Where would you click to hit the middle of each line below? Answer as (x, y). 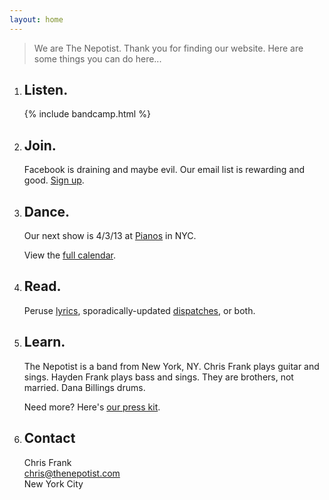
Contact (49, 438)
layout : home (36, 19)
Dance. (47, 211)
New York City (53, 483)
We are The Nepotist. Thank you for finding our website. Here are (168, 48)
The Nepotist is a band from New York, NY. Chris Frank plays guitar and (171, 366)
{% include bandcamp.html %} (87, 114)
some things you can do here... (97, 58)
